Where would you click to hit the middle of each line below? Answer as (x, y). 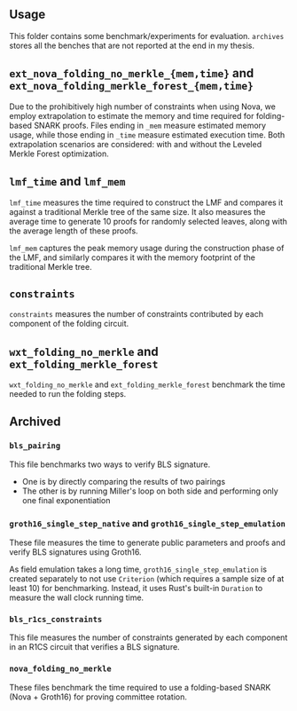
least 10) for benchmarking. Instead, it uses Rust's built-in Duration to (136, 589)
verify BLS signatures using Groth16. (75, 552)
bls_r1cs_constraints (56, 619)
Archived (35, 422)
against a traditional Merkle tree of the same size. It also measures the (137, 212)
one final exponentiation (66, 500)
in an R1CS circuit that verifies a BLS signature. (94, 647)
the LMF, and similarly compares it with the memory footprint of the (132, 257)
